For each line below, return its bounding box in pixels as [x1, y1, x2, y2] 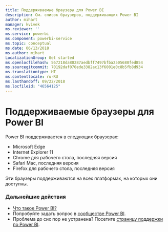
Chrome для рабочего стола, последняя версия [12, 154, 117, 160]
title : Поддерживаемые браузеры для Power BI [5, 7, 104, 13]
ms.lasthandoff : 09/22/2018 [5, 79, 66, 84]
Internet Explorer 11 [12, 149, 54, 155]
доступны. [5, 180, 28, 187]
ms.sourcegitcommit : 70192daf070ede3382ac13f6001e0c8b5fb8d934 [5, 65, 143, 70]
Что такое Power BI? [12, 205, 57, 211]
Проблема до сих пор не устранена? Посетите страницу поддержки [12, 216, 163, 222]
